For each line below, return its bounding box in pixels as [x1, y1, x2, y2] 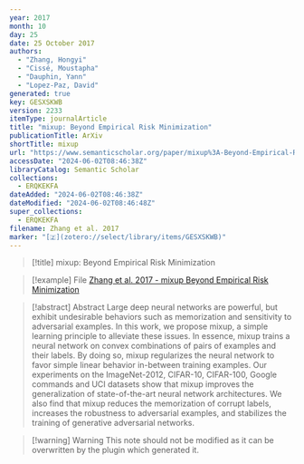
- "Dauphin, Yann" [17, 72, 88, 82]
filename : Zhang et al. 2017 [9, 224, 119, 233]
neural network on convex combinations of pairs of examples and [31, 341, 277, 352]
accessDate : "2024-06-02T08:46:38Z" [9, 156, 147, 166]
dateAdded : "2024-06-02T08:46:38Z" [9, 190, 144, 199]
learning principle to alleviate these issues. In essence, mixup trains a [31, 331, 290, 342]
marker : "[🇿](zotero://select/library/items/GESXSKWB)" [9, 232, 226, 241]
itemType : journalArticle [9, 114, 107, 123]
